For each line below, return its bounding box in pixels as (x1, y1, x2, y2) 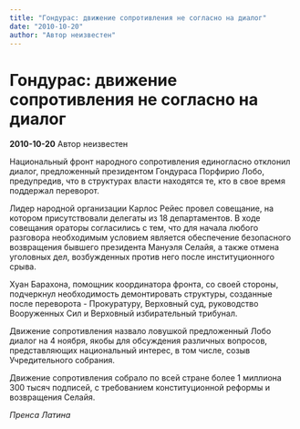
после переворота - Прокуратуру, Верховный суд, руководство (9, 298, 259, 309)
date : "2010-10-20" (9, 22, 84, 31)
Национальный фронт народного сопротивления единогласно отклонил (9, 156, 291, 167)
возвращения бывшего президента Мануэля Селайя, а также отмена (9, 242, 280, 253)
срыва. (9, 261, 36, 272)
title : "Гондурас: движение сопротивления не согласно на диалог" (9, 13, 267, 23)
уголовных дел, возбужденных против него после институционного (9, 252, 275, 263)
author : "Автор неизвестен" (9, 30, 117, 39)
